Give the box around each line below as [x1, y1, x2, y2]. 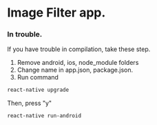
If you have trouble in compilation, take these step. [7, 45, 151, 53]
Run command [17, 73, 59, 81]
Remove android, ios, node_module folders [17, 59, 139, 67]
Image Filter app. [7, 5, 106, 21]
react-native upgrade [7, 86, 70, 94]
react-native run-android [7, 113, 81, 119]
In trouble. [7, 30, 43, 39]
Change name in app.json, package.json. [17, 66, 134, 74]
